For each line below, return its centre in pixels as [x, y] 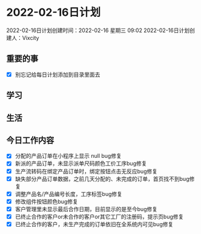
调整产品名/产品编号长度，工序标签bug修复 [69, 193]
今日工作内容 [30, 140]
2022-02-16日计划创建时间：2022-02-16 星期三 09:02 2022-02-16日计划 [98, 30]
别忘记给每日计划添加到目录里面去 [58, 74]
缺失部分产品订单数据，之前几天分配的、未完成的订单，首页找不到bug [102, 178]
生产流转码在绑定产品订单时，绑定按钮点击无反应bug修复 [86, 171]
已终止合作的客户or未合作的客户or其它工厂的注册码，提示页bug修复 [99, 216]
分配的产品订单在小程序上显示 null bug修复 [68, 156]
